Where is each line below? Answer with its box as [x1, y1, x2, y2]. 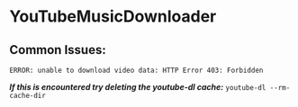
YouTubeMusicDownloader [9, 6, 217, 27]
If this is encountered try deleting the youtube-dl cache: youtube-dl [9, 82, 266, 92]
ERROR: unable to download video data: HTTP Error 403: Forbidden [9, 66, 264, 75]
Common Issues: [9, 42, 106, 58]
